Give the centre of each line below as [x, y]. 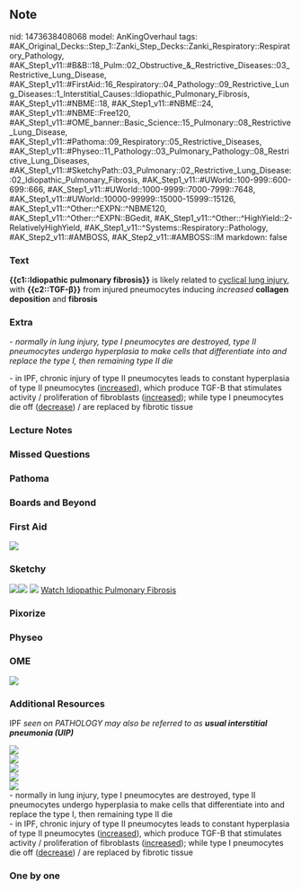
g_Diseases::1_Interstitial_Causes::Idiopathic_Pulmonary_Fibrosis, [129, 93]
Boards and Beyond [53, 503]
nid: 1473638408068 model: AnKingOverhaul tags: [103, 36]
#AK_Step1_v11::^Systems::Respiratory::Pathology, [176, 227]
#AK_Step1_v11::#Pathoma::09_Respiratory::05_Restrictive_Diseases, [136, 141]
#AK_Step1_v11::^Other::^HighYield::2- [223, 218]
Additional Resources [57, 703]
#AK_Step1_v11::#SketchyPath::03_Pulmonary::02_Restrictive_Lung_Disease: [150, 170]
